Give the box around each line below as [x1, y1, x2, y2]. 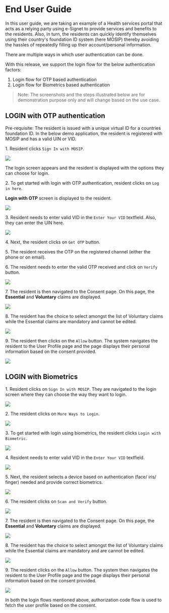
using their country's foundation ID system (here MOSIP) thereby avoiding [5, 36, 159, 42]
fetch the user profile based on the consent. [5, 602, 97, 608]
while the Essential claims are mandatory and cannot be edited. [5, 318, 137, 324]
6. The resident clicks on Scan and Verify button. [5, 498, 107, 504]
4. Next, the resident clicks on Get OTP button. [5, 239, 100, 245]
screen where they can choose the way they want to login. [5, 391, 127, 397]
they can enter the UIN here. [5, 220, 65, 226]
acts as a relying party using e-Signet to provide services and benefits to [5, 25, 157, 31]
